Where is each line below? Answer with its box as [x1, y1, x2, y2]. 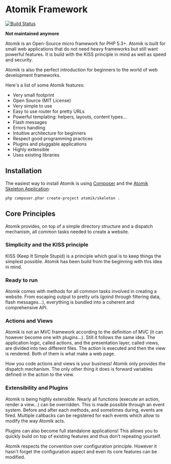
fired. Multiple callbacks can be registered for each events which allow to [5, 412, 160, 418]
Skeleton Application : [5, 185, 50, 192]
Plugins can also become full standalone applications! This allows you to [5, 428, 158, 434]
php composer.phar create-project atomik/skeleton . [5, 196, 120, 201]
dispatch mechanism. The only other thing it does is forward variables [5, 366, 153, 372]
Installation [5, 166, 42, 175]
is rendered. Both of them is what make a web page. [5, 351, 116, 357]
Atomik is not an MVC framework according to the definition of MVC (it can [5, 329, 163, 335]
